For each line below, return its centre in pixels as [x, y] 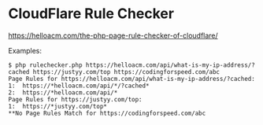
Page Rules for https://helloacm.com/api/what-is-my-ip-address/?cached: [132, 79]
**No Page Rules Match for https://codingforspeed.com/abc [107, 113]
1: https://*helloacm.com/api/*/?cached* [79, 86]
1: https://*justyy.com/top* [58, 106]
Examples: [25, 50]
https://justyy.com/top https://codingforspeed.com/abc [126, 72]
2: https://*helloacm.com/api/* [63, 92]
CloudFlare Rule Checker [91, 14]
